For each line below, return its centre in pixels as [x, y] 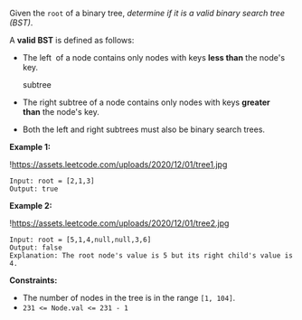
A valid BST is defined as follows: [72, 40]
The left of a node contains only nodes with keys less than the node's [154, 57]
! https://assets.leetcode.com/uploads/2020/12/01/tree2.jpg [119, 223]
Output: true [34, 189]
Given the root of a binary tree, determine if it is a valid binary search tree [147, 13]
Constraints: [33, 280]
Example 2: [31, 206]
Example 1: [30, 147]
